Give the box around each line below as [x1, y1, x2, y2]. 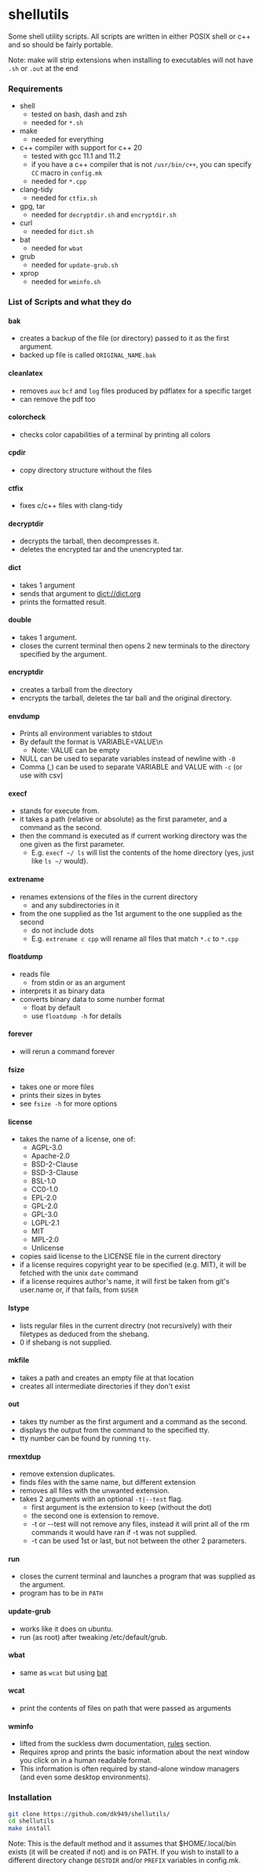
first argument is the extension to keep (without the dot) [31, 1503, 212, 1512]
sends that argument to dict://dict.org [19, 588, 141, 598]
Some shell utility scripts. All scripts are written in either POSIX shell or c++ [8, 32, 251, 41]
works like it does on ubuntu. [19, 1624, 114, 1634]
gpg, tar [19, 202, 46, 211]
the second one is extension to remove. [31, 1511, 159, 1521]
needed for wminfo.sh [31, 277, 101, 287]
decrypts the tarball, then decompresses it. [19, 536, 159, 546]
